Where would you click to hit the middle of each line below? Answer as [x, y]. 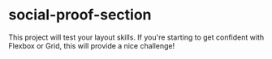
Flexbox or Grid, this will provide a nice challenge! [92, 45]
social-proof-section [80, 15]
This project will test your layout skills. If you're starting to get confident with [136, 37]
